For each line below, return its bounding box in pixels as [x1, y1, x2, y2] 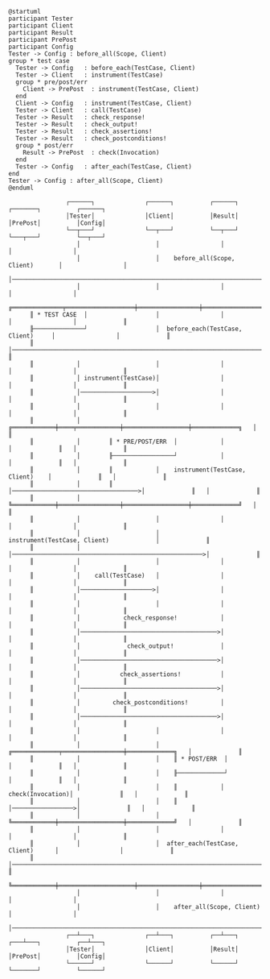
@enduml [8, 184, 35, 192]
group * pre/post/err [15, 78, 88, 86]
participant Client [8, 22, 74, 30]
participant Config [8, 43, 74, 51]
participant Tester [8, 15, 74, 23]
